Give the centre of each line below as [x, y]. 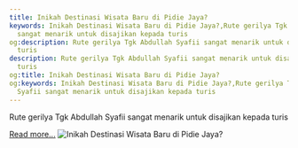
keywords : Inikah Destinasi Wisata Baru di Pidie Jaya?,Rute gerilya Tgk [149, 26]
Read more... [32, 134]
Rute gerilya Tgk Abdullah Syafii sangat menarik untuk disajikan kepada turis [149, 117]
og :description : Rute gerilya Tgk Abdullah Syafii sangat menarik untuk [146, 42]
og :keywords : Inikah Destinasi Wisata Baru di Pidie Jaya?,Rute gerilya [146, 83]
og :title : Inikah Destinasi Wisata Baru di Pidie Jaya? [114, 75]
